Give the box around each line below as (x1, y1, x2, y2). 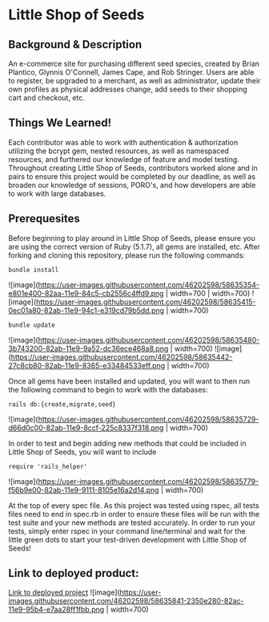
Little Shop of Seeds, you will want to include (8, 447, 157, 457)
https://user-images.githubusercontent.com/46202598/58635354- (38, 279, 260, 290)
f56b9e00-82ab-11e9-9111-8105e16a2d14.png (8, 485, 159, 494)
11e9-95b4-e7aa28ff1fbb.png (8, 604, 105, 615)
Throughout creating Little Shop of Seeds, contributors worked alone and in (8, 163, 258, 173)
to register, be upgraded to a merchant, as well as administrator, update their (8, 76, 261, 85)
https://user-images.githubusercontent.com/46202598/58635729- (38, 414, 259, 424)
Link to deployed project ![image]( (8, 587, 120, 597)
